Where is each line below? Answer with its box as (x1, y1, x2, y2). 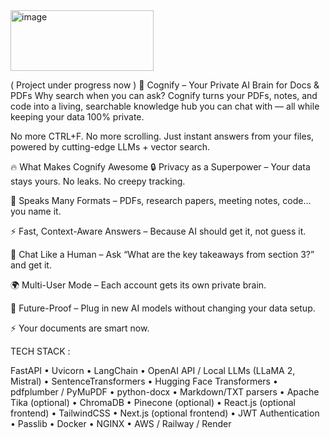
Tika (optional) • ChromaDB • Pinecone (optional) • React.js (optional (10, 397, 296, 408)
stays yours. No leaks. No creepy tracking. (10, 175, 186, 187)
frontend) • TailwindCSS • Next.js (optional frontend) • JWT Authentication (10, 407, 320, 419)
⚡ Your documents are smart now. (10, 322, 150, 334)
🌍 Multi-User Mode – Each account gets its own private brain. (10, 279, 267, 291)
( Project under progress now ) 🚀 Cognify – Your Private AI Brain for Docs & (10, 79, 320, 91)
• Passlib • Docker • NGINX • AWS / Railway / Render (10, 418, 232, 429)
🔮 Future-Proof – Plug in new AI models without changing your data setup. (10, 302, 316, 314)
